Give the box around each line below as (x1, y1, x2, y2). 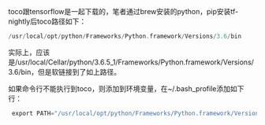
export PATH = (11, 109, 55, 117)
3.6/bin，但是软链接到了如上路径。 (8, 67, 121, 76)
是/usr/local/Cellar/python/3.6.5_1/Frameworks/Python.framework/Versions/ (8, 57, 255, 67)
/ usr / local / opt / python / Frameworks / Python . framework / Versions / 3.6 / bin (8, 32, 242, 40)
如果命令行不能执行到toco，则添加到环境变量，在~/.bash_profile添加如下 (8, 83, 244, 93)
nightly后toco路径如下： (8, 17, 87, 26)
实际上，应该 (8, 47, 50, 57)
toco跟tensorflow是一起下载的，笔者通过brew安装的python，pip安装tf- (8, 7, 239, 16)
